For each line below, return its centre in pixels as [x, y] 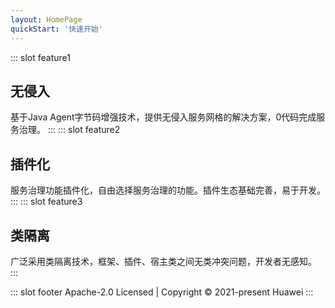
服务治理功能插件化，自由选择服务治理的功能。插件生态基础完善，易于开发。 [168, 190]
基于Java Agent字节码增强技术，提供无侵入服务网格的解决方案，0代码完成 [163, 117]
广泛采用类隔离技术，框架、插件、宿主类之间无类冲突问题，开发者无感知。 [163, 261]
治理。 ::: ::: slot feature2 [69, 130]
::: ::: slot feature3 [46, 202]
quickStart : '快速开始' [56, 29]
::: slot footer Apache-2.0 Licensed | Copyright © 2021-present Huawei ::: [162, 292]
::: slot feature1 [40, 57]
